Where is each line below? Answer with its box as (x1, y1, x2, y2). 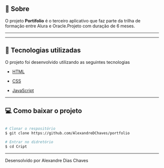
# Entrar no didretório (5, 140, 54, 145)
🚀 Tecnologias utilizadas (5, 46, 81, 55)
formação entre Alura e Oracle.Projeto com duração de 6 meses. (5, 23, 135, 29)
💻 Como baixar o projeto (5, 107, 82, 115)
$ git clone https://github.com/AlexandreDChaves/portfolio (5, 131, 130, 136)
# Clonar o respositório (5, 126, 56, 131)
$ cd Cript (5, 144, 27, 149)
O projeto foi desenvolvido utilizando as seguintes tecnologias (5, 59, 130, 65)
